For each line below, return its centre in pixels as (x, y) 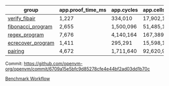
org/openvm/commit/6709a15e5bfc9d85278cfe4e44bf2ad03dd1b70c (77, 69)
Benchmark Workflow (28, 78)
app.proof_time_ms (83, 10)
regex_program (26, 35)
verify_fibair (22, 18)
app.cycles (125, 10)
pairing (16, 51)
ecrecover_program (31, 43)
